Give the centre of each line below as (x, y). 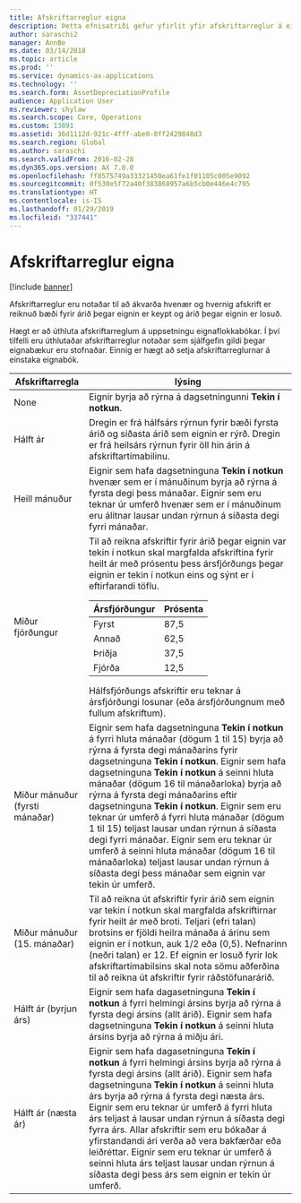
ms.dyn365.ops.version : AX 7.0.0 (72, 168)
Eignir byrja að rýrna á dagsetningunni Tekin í (184, 397)
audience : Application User (62, 101)
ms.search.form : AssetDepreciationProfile (90, 92)
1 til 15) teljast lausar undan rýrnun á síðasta (182, 828)
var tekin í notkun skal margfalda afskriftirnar (183, 910)
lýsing (188, 382)
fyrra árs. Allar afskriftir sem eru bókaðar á (177, 1130)
